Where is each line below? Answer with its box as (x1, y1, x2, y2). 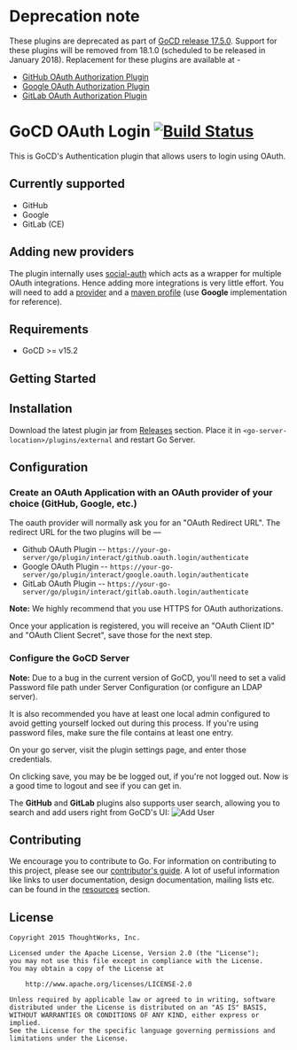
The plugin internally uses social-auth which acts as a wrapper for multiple (9, 268, 282, 278)
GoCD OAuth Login (9, 121, 151, 142)
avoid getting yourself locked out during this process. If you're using (9, 718, 259, 728)
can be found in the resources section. (9, 884, 151, 895)
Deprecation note (9, 6, 140, 27)
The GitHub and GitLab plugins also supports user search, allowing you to (9, 797, 281, 808)
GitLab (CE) (21, 219, 65, 229)
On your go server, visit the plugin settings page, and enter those (9, 744, 246, 755)
